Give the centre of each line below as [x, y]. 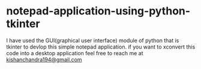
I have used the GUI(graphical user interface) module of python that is [93, 40]
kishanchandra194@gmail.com [44, 59]
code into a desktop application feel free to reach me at [75, 53]
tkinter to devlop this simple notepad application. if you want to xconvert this [101, 47]
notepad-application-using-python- [98, 11]
